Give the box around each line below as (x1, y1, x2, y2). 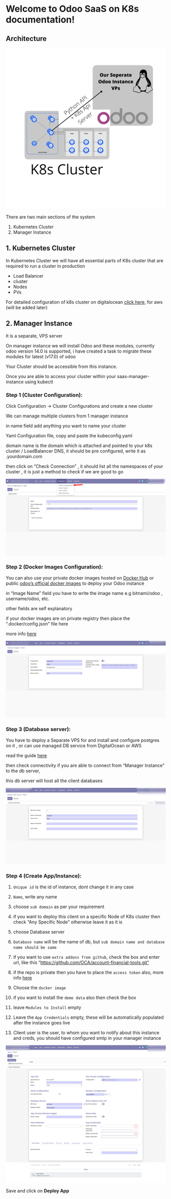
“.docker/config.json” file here (6, 621, 69, 627)
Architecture (6, 34, 47, 43)
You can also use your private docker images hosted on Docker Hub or (6, 575, 154, 581)
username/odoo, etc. (6, 595, 50, 602)
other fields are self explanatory (6, 606, 73, 612)
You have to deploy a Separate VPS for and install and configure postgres (6, 737, 159, 743)
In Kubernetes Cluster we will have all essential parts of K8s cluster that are (6, 257, 164, 263)
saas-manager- (117, 373, 149, 379)
